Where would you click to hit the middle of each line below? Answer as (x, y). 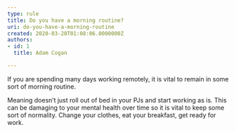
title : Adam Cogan (41, 53)
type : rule (23, 14)
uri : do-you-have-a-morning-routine (61, 27)
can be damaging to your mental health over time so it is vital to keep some (116, 107)
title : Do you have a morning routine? (66, 20)
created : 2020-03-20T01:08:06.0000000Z (66, 33)
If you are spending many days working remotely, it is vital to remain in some (118, 79)
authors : (20, 40)
